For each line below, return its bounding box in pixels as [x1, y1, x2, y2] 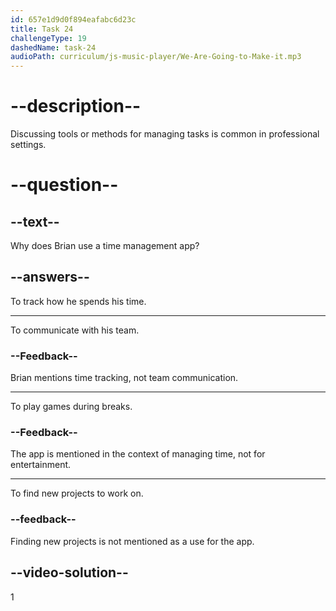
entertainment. [10, 459, 72, 471]
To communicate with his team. [10, 324, 140, 336]
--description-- [10, 95, 142, 118]
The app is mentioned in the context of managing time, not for [10, 448, 266, 460]
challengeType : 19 [10, 33, 87, 43]
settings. [10, 139, 47, 151]
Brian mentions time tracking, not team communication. [10, 372, 239, 384]
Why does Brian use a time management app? [10, 240, 200, 252]
